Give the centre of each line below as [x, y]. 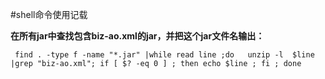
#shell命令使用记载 [49, 14]
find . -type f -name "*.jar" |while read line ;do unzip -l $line [164, 55]
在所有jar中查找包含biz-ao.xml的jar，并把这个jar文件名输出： [137, 36]
